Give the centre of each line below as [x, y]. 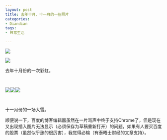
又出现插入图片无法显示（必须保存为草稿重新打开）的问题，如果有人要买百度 [83, 126]
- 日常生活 [15, 33]
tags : [11, 28]
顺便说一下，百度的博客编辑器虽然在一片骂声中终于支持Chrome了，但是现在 [83, 120]
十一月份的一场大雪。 [27, 109]
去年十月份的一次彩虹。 [29, 70]
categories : [17, 19]
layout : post [19, 10]
